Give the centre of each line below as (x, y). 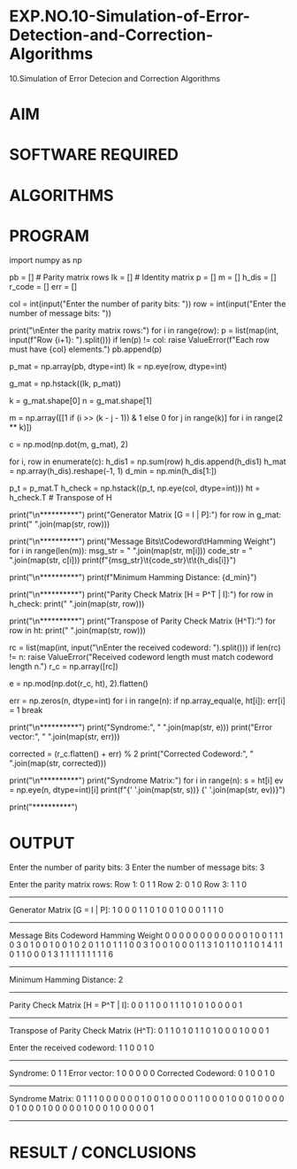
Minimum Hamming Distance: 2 (66, 979)
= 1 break (26, 710)
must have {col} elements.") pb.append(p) (86, 349)
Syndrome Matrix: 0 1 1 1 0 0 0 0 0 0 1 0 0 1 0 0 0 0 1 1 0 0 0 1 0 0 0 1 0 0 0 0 (147, 1099)
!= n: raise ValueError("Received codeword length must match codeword (141, 657)
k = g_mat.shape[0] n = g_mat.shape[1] (81, 401)
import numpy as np (46, 260)
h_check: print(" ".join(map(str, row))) (77, 604)
